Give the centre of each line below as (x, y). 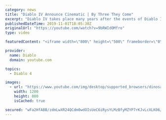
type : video (17, 33)
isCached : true (30, 101)
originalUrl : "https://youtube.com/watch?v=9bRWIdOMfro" (65, 28)
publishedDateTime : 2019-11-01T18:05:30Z (48, 24)
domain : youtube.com (31, 60)
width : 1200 (26, 92)
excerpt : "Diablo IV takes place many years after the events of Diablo (82, 19)
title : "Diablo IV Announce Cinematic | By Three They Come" (69, 14)
